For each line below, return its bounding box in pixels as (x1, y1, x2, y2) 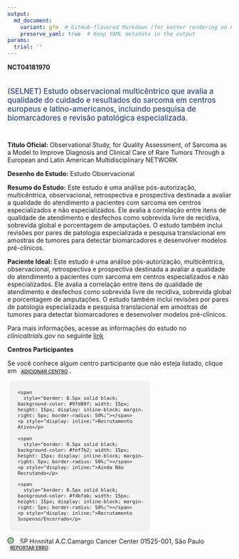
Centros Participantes (7, 345, 74, 354)
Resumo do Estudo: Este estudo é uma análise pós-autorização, (7, 183, 197, 192)
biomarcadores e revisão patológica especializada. (7, 113, 188, 123)
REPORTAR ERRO (10, 544, 48, 551)
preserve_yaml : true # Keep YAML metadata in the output (20, 30, 196, 38)
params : (7, 37, 31, 44)
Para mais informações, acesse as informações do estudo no (7, 324, 187, 332)
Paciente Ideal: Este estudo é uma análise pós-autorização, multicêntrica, (7, 257, 225, 266)
